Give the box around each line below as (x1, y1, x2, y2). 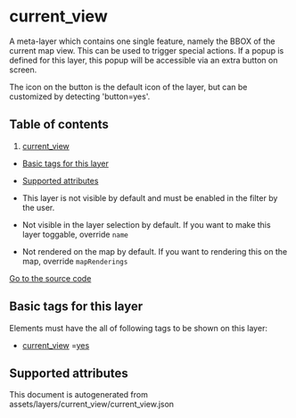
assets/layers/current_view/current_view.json (9, 399, 175, 410)
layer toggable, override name (21, 229, 129, 239)
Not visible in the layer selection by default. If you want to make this (21, 219, 271, 230)
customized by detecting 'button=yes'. (9, 91, 151, 102)
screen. (9, 64, 37, 75)
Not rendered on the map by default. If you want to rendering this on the (21, 246, 288, 256)
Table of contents (9, 117, 109, 132)
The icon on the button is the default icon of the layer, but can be (9, 81, 248, 92)
